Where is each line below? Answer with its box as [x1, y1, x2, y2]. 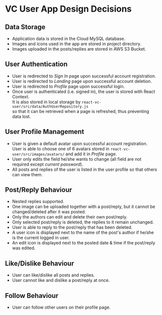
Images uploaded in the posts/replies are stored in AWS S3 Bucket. [12, 46, 146, 52]
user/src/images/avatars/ [12, 152, 65, 157]
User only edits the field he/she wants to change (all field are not [12, 156, 142, 162]
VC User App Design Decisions [5, 3, 132, 15]
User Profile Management [5, 128, 84, 136]
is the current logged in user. [12, 235, 70, 241]
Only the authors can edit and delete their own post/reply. [12, 214, 128, 220]
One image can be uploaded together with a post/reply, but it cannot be [12, 204, 155, 210]
